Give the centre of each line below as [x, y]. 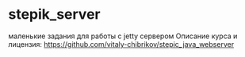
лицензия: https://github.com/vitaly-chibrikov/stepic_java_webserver [121, 44]
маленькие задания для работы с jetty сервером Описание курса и [123, 36]
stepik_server [54, 14]
